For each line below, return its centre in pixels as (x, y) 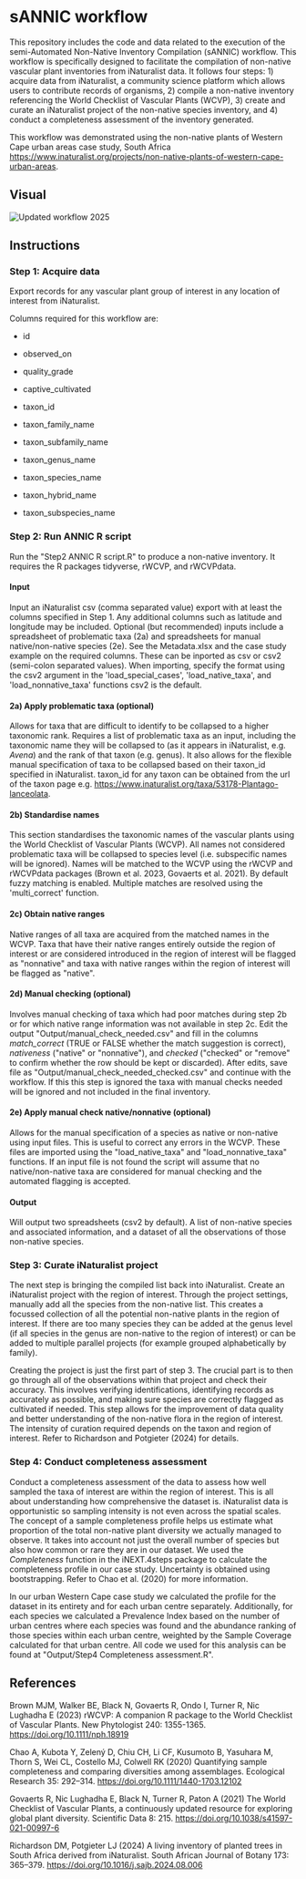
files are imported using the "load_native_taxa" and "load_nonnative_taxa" (148, 1151)
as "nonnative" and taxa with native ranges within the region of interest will (150, 963)
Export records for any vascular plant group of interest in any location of (145, 291)
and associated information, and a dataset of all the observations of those (148, 1232)
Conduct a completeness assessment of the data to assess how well (138, 1482)
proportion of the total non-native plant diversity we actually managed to (146, 1530)
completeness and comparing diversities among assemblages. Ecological (147, 1771)
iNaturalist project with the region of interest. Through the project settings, (149, 1295)
